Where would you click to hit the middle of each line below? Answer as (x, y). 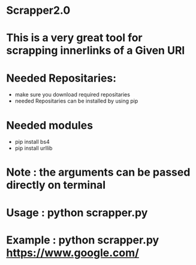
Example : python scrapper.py (83, 240)
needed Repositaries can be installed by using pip (76, 101)
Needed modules (50, 125)
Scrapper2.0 (38, 10)
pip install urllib (34, 148)
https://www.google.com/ (73, 253)
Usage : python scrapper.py (77, 213)
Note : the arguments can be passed (98, 172)
